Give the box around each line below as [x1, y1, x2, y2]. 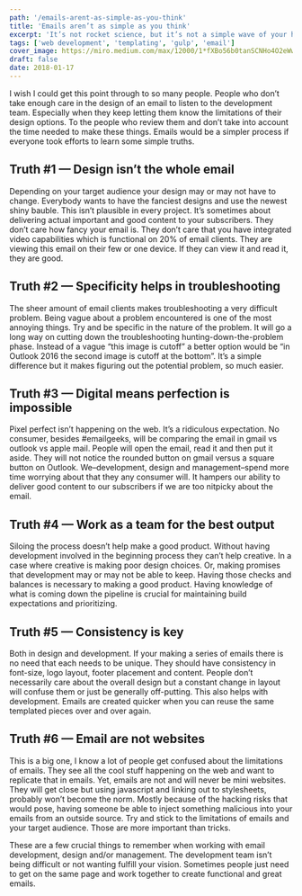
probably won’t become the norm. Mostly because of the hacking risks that [9, 793, 288, 804]
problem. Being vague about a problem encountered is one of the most [9, 312, 272, 323]
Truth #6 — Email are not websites [9, 731, 205, 747]
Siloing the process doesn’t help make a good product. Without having [9, 541, 271, 551]
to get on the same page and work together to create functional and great [9, 868, 282, 879]
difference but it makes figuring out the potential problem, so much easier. [9, 360, 284, 371]
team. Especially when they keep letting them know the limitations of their [9, 107, 282, 118]
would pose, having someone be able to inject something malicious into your [9, 802, 293, 814]
